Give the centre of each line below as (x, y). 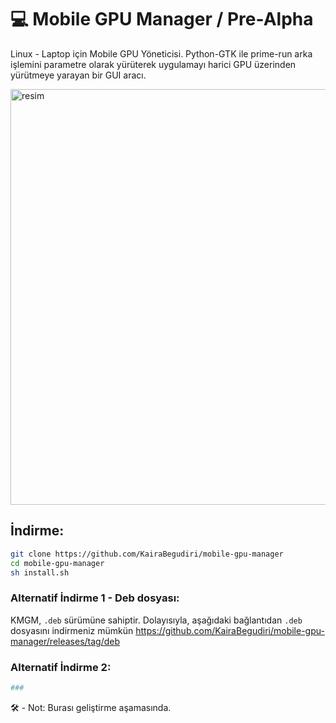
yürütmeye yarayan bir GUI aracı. (78, 75)
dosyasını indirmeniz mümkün (72, 630)
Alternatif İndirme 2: (61, 667)
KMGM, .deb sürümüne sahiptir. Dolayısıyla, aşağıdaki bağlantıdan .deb (156, 620)
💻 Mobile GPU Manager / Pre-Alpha (162, 19)
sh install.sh (40, 572)
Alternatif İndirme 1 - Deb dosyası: (95, 598)
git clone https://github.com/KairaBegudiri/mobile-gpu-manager (147, 554)
